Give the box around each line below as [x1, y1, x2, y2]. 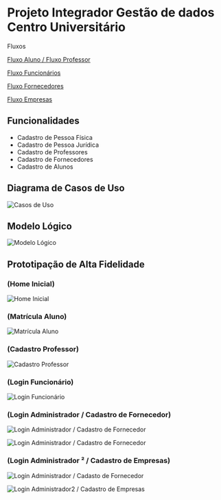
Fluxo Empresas [7, 95, 53, 104]
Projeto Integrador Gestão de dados [7, 5, 215, 21]
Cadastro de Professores [16, 147, 88, 156]
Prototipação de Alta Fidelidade [7, 259, 146, 270]
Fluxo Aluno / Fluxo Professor [7, 55, 91, 63]
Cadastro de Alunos [16, 163, 73, 171]
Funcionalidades [7, 115, 80, 127]
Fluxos [7, 42, 26, 50]
